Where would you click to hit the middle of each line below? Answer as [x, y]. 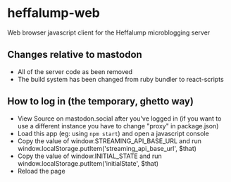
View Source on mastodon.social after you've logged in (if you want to [119, 119]
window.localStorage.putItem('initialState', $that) [88, 163]
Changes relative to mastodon [75, 55]
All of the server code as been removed [75, 71]
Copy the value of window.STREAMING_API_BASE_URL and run [110, 141]
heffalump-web [54, 13]
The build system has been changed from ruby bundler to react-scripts [120, 79]
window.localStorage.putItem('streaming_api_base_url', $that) [107, 148]
